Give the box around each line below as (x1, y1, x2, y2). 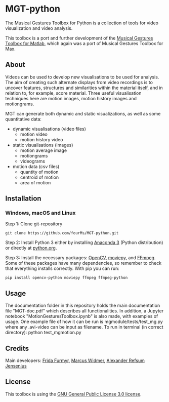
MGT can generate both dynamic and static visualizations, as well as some (5, 110, 161, 116)
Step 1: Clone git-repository (5, 221, 63, 227)
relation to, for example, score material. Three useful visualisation (5, 90, 142, 96)
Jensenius (5, 363, 27, 369)
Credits (5, 344, 29, 352)
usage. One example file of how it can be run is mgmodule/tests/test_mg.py (5, 318, 163, 325)
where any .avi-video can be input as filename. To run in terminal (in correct (5, 324, 163, 330)
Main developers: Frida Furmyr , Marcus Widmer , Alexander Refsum (5, 357, 145, 364)
